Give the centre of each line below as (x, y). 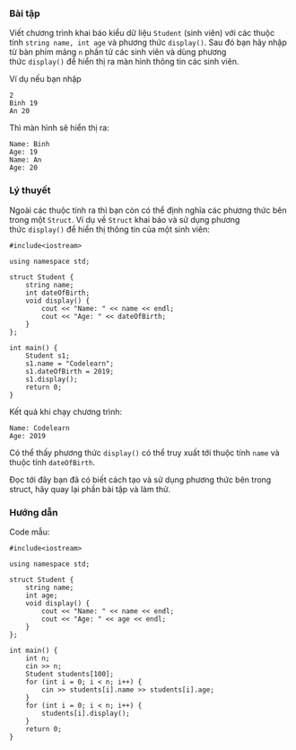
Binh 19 (24, 103)
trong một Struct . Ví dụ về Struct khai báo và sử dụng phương (125, 219)
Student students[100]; (70, 674)
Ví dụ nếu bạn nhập (46, 79)
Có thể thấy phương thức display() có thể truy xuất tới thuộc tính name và (144, 453)
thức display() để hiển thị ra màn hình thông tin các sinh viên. (124, 62)
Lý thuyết (30, 190)
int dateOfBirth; (58, 293)
